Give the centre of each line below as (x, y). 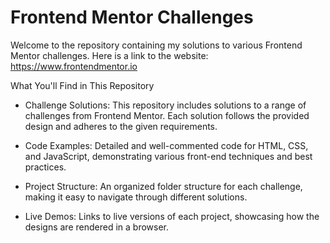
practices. (45, 167)
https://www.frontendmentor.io (74, 66)
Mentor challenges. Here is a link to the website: (109, 55)
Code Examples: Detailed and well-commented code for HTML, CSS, (166, 145)
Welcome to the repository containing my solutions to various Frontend (156, 45)
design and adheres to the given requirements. (121, 126)
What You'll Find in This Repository (82, 85)
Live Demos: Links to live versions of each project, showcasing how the (172, 216)
